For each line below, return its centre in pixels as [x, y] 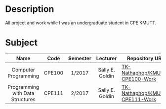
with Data [23, 93]
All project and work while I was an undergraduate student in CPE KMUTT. [81, 23]
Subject [21, 43]
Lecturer [106, 58]
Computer [23, 70]
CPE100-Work [139, 79]
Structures [23, 99]
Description [30, 9]
